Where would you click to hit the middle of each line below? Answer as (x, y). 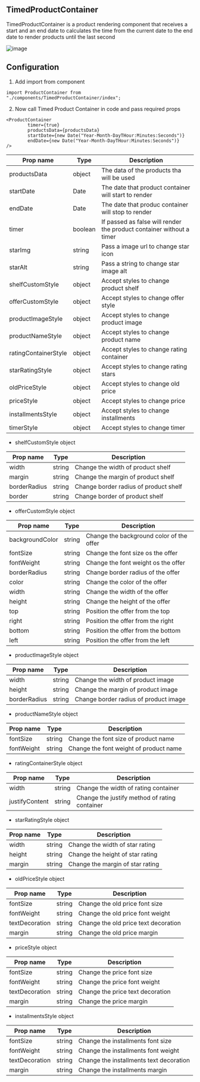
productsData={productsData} (64, 130)
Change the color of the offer (126, 582)
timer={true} (44, 125)
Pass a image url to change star (145, 246)
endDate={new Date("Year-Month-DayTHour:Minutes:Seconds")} (104, 141)
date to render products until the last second (61, 37)
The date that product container (146, 187)
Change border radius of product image (130, 699)
